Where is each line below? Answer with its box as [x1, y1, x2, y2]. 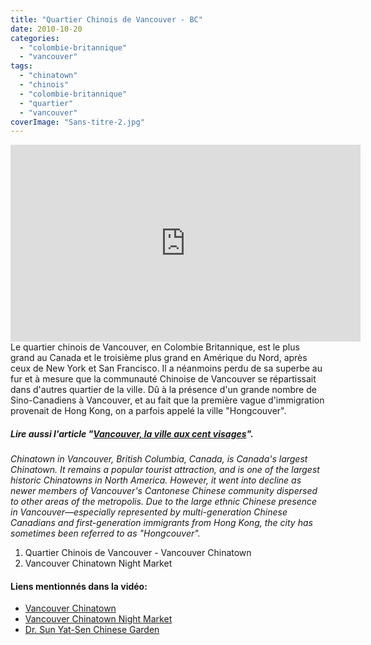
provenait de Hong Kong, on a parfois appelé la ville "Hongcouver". [10, 405, 287, 417]
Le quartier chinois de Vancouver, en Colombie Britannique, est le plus [10, 341, 300, 353]
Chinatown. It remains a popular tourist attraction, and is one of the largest [10, 464, 320, 476]
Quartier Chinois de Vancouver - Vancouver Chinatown [24, 547, 252, 559]
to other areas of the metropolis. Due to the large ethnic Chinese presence [10, 496, 318, 508]
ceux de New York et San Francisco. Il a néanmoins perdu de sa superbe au [10, 362, 323, 375]
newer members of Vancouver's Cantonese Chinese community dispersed [10, 485, 318, 497]
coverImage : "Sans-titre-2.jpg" [10, 117, 145, 127]
